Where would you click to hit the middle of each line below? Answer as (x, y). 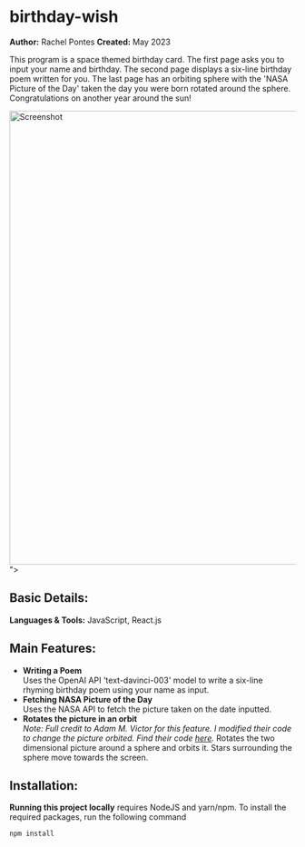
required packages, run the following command (98, 817)
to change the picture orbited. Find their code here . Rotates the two (148, 738)
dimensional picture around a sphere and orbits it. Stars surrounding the (157, 747)
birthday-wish (64, 17)
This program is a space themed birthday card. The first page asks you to (147, 59)
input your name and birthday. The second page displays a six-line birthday (151, 69)
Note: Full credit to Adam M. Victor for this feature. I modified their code (157, 728)
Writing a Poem (52, 670)
